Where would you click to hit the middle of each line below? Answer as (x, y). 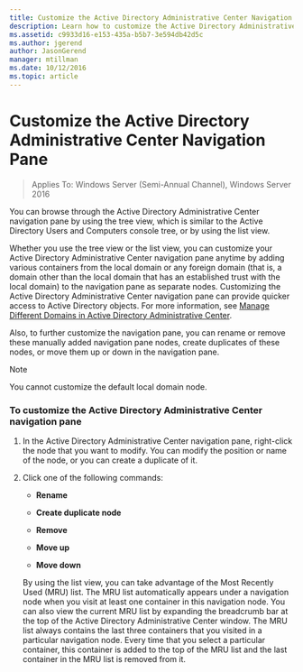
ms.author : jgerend (46, 43)
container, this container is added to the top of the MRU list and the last (155, 649)
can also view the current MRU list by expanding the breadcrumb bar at (155, 611)
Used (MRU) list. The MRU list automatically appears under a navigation (156, 592)
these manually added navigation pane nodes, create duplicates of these (145, 342)
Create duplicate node (78, 512)
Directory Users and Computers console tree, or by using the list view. (140, 230)
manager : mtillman (44, 60)
